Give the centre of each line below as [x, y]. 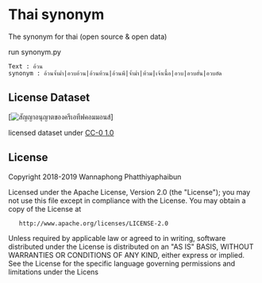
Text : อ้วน [26, 66]
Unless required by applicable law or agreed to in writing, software [117, 238]
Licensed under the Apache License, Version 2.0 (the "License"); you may [129, 192]
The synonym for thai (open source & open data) [88, 36]
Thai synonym [56, 15]
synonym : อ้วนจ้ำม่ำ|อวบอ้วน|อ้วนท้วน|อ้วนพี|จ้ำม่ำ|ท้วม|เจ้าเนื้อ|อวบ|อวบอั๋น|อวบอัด [115, 73]
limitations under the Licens [54, 272]
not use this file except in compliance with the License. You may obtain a [127, 201]
